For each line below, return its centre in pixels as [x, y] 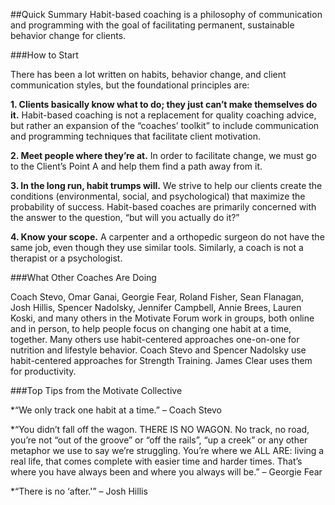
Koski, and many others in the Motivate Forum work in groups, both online [162, 318]
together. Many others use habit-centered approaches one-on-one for [155, 339]
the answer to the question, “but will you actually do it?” [125, 217]
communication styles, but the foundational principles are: [130, 85]
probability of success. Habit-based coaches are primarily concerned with [163, 207]
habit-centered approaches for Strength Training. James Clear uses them [161, 360]
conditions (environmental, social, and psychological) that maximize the [158, 196]
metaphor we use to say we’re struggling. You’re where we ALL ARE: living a [167, 450]
